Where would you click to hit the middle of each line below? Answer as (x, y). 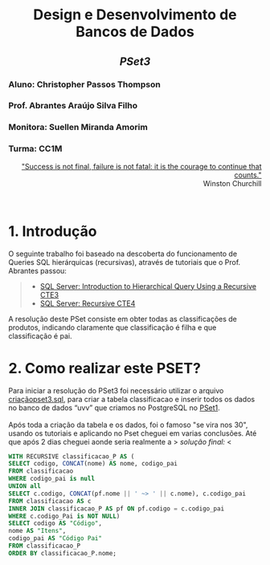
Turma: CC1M (35, 148)
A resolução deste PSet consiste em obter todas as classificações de (123, 319)
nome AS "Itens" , (37, 531)
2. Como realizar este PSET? (104, 368)
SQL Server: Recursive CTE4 (88, 303)
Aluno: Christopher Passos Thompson (84, 84)
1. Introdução (53, 231)
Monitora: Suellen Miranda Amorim (78, 128)
